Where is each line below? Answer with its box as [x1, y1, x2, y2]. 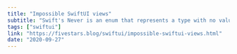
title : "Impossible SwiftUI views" [7, 10, 112, 18]
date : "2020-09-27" [7, 36, 65, 43]
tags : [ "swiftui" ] [7, 23, 61, 30]
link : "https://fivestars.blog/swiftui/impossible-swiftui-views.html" [7, 29, 222, 37]
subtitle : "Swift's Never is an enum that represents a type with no [7, 17, 217, 24]
